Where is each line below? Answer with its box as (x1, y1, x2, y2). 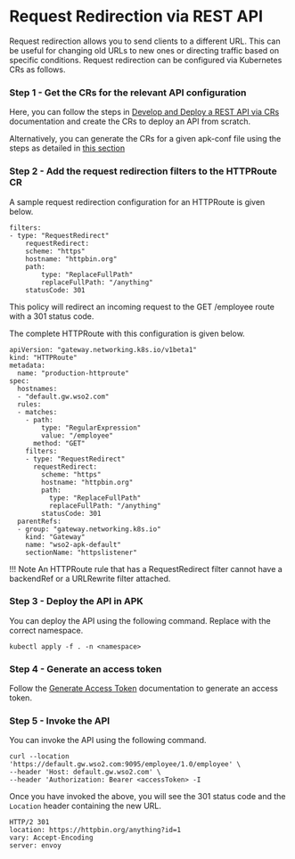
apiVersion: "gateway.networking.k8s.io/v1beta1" (9, 345, 198, 354)
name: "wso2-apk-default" (25, 540, 122, 549)
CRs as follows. (9, 64, 66, 75)
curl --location (9, 752, 70, 761)
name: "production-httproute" (17, 368, 129, 378)
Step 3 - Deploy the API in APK (9, 595, 144, 608)
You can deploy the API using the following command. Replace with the (9, 615, 271, 626)
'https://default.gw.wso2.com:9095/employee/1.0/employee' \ (9, 760, 242, 769)
